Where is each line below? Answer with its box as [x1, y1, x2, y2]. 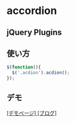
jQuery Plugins [6, 27, 62, 37]
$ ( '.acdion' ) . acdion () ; [12, 70, 70, 76]
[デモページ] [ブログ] [6, 109, 57, 116]
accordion [6, 4, 57, 18]
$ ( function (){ [6, 64, 42, 71]
